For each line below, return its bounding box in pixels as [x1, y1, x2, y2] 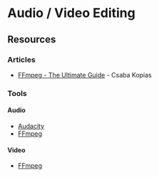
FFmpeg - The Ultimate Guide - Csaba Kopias [17, 70, 152, 79]
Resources [7, 33, 56, 45]
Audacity [17, 122, 45, 130]
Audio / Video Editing [7, 5, 135, 21]
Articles [7, 55, 36, 65]
